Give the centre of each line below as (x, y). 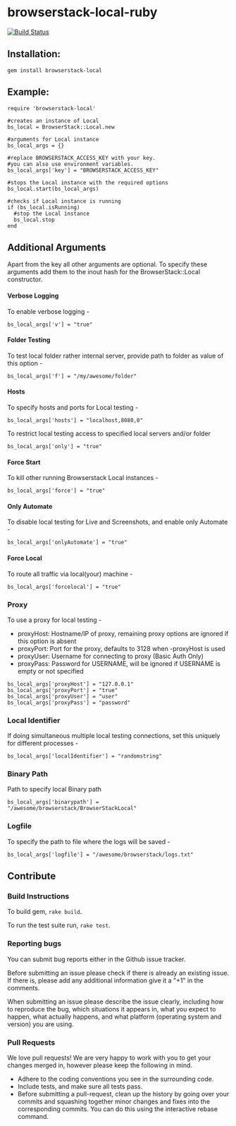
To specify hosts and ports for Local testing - (73, 407)
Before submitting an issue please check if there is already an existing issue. (118, 973)
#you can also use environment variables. (70, 164)
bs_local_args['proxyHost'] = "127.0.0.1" (70, 684)
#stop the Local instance (52, 213)
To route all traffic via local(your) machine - (70, 574)
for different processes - (43, 744)
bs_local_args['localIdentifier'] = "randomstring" (85, 756)
